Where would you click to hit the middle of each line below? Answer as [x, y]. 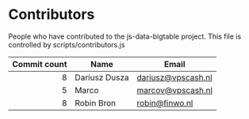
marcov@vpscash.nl [174, 90]
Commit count [40, 64]
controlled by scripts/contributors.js [67, 44]
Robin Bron [96, 102]
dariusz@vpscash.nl [174, 77]
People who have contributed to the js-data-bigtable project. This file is [125, 36]
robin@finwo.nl [165, 102]
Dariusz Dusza [102, 77]
